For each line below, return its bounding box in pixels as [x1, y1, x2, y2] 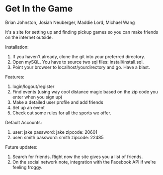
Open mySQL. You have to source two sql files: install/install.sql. [12, 59, 144, 65]
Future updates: [5, 144, 38, 150]
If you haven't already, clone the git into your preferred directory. [12, 53, 146, 60]
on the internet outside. [5, 34, 53, 40]
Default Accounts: [5, 119, 42, 125]
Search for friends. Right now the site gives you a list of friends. [12, 154, 143, 160]
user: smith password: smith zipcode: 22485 [12, 134, 104, 140]
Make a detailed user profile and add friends [12, 99, 103, 105]
